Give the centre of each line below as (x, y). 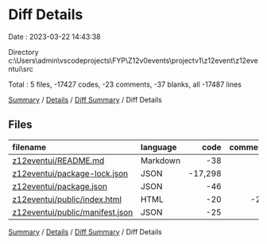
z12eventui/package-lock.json (70, 173)
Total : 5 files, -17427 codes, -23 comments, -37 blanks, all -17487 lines (125, 84)
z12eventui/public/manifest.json (73, 212)
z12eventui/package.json (60, 186)
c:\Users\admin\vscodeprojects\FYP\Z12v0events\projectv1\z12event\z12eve (133, 60)
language (159, 147)
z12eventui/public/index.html (67, 199)
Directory (23, 52)
